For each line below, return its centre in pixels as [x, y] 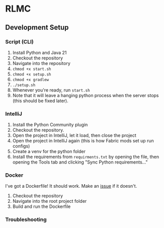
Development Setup [37, 27]
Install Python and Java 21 [39, 52]
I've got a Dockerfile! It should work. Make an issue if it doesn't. [71, 186]
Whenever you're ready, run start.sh [51, 90]
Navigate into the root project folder [50, 201]
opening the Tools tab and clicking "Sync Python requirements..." [80, 162]
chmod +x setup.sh [32, 74]
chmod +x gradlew [31, 80]
